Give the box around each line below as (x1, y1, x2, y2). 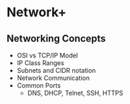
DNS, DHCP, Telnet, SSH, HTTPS (27, 89, 124, 97)
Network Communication (16, 74, 90, 82)
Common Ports (16, 81, 61, 89)
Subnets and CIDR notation (16, 67, 96, 74)
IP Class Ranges (16, 59, 64, 67)
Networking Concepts (6, 33, 107, 45)
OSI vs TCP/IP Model (16, 51, 78, 59)
